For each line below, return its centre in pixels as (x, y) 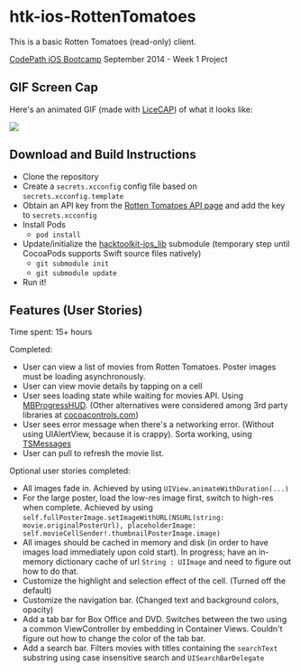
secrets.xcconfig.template (73, 196)
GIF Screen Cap (54, 88)
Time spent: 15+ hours (51, 332)
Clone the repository (60, 176)
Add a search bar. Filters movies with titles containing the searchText (150, 649)
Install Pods (44, 224)
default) (37, 591)
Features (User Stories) (76, 310)
